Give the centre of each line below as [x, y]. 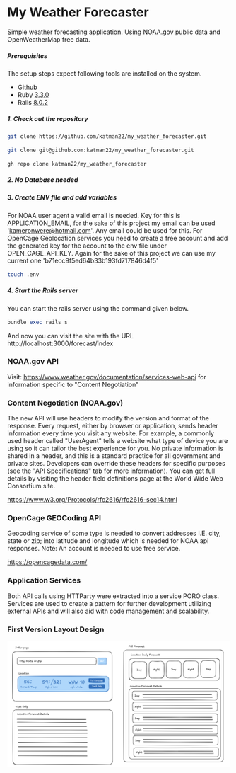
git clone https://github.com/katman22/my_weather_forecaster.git [107, 136]
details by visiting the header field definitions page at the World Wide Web [116, 479]
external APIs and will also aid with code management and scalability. [108, 611]
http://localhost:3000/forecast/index [60, 343]
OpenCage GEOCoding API [54, 518]
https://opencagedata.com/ [47, 562]
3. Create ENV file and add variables [62, 197]
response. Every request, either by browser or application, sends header [113, 426]
